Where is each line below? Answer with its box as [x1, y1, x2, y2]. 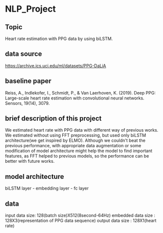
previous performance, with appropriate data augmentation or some [5, 143, 142, 149]
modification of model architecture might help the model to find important [5, 148, 152, 154]
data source [5, 50, 42, 58]
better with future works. [5, 158, 55, 164]
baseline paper [5, 77, 52, 85]
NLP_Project [5, 3, 56, 15]
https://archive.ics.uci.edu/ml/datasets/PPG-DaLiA [5, 62, 106, 69]
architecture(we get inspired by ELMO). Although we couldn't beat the [5, 137, 146, 143]
